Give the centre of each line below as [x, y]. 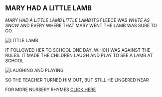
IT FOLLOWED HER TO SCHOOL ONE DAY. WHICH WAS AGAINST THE [78, 50]
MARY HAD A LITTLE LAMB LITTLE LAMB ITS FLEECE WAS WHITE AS [78, 20]
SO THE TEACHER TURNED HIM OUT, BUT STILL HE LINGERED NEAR [77, 80]
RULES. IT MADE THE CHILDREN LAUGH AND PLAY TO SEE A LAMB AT [79, 55]
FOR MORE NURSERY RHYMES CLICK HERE [51, 90]
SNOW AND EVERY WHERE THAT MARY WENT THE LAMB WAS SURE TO [81, 25]
